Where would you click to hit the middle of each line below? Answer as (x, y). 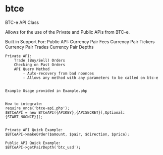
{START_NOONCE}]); (24, 117)
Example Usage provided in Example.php (46, 91)
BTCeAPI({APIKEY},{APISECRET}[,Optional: (82, 112)
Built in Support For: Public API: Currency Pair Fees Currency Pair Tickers (80, 41)
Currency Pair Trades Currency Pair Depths (50, 47)
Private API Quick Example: (34, 130)
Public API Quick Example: (33, 143)
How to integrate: (24, 104)
